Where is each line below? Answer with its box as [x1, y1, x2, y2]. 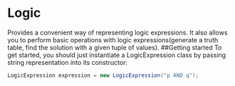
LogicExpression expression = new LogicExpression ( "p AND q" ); [7, 72, 199, 79]
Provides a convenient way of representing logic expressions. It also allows [7, 28, 228, 37]
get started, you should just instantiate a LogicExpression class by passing [7, 51, 226, 59]
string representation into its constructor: [7, 58, 128, 66]
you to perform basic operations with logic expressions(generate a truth [7, 35, 219, 44]
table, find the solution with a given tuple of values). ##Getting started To [7, 43, 222, 51]
